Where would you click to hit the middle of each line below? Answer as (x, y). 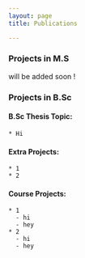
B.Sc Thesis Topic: (40, 116)
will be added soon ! (42, 76)
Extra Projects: (34, 151)
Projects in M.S (39, 59)
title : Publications (43, 23)
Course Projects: (37, 193)
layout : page (30, 16)
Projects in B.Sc (40, 97)
